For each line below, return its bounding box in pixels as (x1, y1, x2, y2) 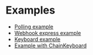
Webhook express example (14, 29, 82, 36)
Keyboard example (14, 35, 61, 43)
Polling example (14, 23, 54, 30)
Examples (5, 4, 55, 17)
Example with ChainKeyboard (14, 42, 87, 49)
